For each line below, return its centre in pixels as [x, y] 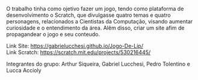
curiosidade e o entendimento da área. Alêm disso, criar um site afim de [95, 28]
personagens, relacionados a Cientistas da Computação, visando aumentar [100, 21]
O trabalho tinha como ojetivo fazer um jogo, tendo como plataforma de [95, 9]
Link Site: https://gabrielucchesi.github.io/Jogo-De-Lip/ [75, 46]
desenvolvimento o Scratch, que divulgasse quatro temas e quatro [88, 15]
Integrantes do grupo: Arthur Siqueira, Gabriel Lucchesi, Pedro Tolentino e [98, 64]
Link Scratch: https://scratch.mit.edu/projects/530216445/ [79, 52]
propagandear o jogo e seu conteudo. [53, 34]
